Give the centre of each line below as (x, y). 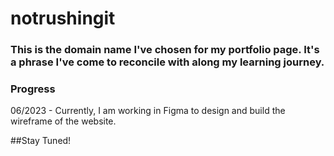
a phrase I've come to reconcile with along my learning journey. (167, 62)
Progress (33, 89)
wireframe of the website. (63, 121)
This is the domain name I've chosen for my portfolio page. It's (165, 50)
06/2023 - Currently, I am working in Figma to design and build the (148, 111)
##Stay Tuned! (41, 141)
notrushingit (63, 18)
